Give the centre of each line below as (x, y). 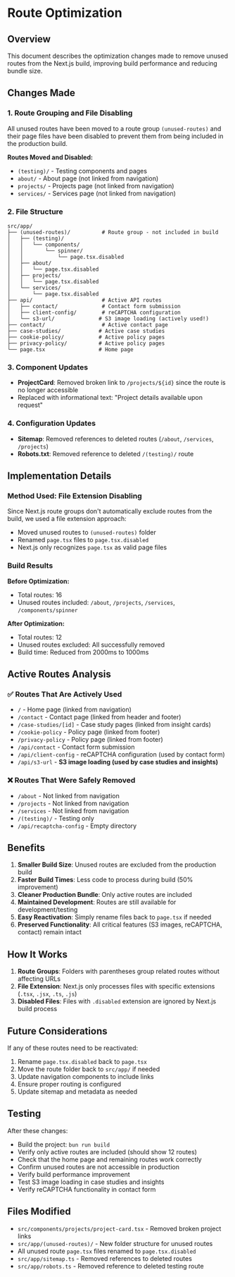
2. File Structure (35, 212)
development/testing (47, 910)
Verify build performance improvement (74, 1174)
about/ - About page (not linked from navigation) (88, 178)
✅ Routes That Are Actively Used (65, 694)
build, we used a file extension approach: (67, 519)
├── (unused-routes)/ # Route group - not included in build (113, 232)
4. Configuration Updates (52, 423)
